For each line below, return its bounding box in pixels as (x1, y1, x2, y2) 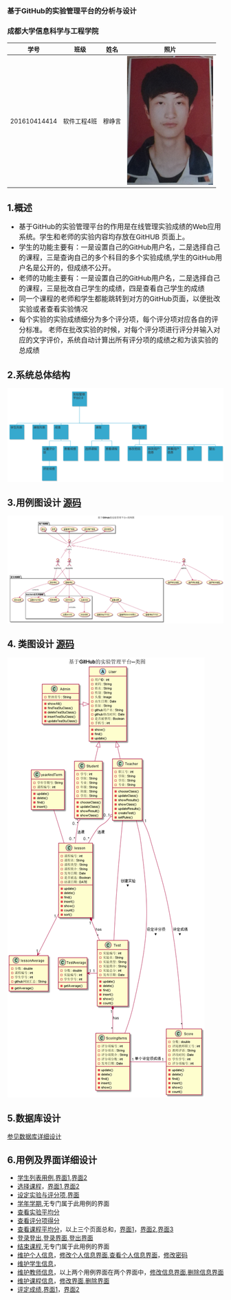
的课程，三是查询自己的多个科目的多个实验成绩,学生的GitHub (19, 253, 215, 263)
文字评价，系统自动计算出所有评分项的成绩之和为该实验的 (32, 335, 219, 345)
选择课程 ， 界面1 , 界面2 (16, 1182, 80, 1191)
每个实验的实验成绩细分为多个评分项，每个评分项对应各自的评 (19, 315, 219, 324)
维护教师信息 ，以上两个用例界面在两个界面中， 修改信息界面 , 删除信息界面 (16, 1268, 224, 1277)
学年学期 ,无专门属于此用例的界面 (16, 1200, 110, 1208)
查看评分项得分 (16, 1217, 60, 1225)
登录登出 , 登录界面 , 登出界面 (16, 1234, 93, 1242)
